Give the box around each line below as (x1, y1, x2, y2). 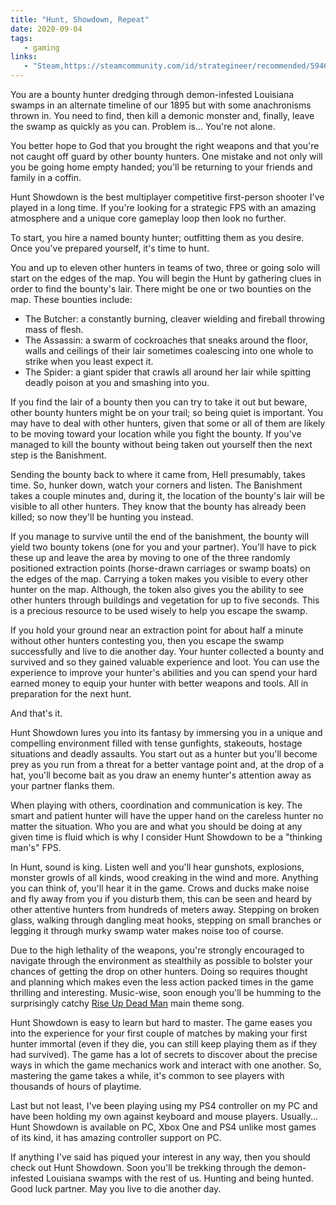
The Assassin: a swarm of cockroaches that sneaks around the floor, (24, 334, 309, 346)
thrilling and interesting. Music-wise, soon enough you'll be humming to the (10, 987, 322, 998)
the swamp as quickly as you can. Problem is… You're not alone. (10, 121, 276, 132)
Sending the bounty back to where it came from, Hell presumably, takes (10, 469, 306, 480)
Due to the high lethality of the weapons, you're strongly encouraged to (10, 944, 305, 956)
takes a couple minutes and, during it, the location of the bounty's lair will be (10, 490, 325, 501)
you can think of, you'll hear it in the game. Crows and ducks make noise (10, 882, 310, 894)
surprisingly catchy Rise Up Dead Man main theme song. (10, 997, 245, 1009)
